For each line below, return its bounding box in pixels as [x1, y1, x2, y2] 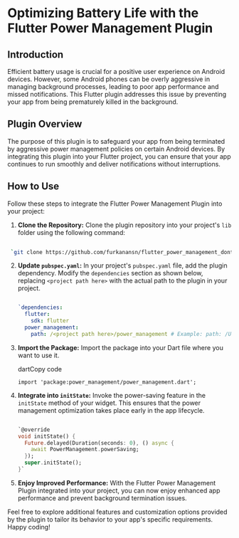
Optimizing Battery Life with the [7, 5, 199, 21]
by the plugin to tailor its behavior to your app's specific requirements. [7, 515, 213, 524]
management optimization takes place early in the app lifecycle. [17, 406, 205, 414]
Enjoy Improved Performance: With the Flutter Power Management [17, 478, 216, 487]
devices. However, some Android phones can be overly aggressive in [7, 75, 211, 83]
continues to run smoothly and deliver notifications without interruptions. [7, 159, 221, 168]
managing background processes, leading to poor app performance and [7, 83, 219, 90]
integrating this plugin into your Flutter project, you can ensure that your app [7, 152, 231, 161]
